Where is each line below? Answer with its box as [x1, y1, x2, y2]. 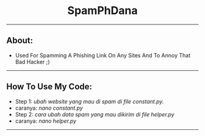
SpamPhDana [67, 4, 138, 18]
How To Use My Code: [6, 82, 93, 92]
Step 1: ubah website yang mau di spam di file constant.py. [15, 98, 164, 105]
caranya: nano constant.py [15, 104, 84, 112]
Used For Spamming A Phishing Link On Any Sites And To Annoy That [15, 51, 191, 59]
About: [6, 35, 34, 46]
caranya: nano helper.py [15, 117, 77, 124]
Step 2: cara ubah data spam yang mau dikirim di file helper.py [15, 110, 175, 118]
